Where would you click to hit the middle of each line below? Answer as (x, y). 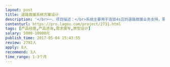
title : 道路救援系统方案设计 (32, 15)
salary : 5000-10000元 (28, 33)
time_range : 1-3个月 (26, 57)
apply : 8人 (16, 47)
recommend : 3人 (21, 52)
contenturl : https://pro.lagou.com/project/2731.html (63, 24)
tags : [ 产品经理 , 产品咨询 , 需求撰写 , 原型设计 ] (48, 29)
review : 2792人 (21, 43)
